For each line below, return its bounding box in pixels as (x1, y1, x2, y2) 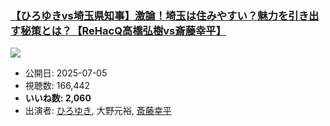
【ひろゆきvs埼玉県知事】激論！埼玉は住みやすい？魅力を (10, 8, 289, 22)
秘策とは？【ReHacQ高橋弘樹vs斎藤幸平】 (20, 23, 227, 37)
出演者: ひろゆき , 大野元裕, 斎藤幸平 (24, 105, 172, 117)
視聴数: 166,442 (24, 80, 91, 92)
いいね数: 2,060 (24, 92, 92, 104)
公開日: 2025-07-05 (24, 67, 108, 79)
